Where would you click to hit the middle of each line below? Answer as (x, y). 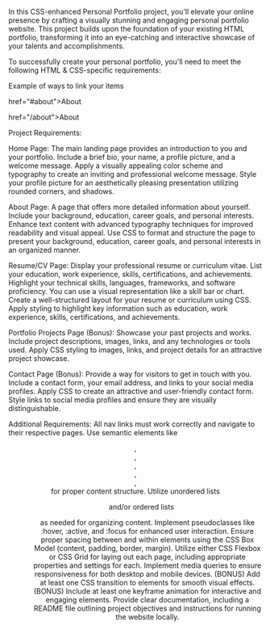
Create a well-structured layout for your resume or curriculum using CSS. (130, 300)
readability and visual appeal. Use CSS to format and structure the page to (132, 233)
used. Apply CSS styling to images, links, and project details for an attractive (135, 350)
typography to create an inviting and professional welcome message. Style (133, 174)
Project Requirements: (45, 133)
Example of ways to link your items (66, 86)
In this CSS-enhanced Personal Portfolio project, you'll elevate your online (131, 12)
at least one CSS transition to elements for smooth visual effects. (147, 582)
